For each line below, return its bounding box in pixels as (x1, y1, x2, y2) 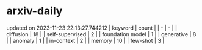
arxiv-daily (6, 4, 63, 18)
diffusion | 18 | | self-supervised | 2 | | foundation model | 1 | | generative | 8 (6, 30, 197, 37)
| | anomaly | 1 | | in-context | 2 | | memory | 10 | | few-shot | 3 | (6, 37, 165, 44)
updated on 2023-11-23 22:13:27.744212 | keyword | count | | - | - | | (6, 24, 178, 31)
